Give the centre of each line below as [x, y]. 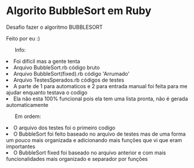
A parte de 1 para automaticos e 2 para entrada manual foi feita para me [101, 86]
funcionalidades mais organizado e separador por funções [77, 159]
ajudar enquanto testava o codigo [47, 92]
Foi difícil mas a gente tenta [47, 61]
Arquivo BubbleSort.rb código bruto [57, 67]
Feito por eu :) [23, 38]
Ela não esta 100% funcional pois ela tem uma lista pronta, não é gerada [101, 99]
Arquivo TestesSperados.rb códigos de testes [69, 80]
